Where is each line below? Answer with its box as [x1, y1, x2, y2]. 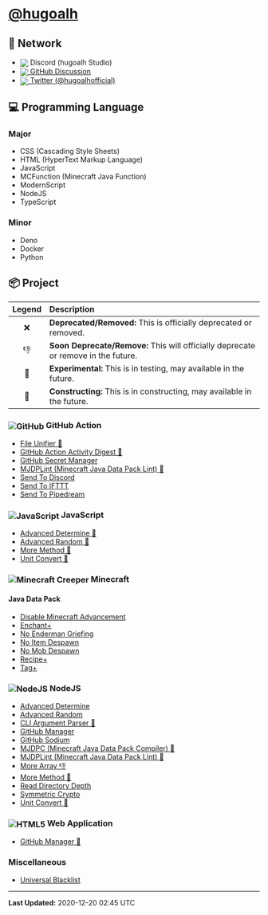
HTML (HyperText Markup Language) [19, 155, 144, 164]
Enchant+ [19, 620, 52, 630]
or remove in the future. [49, 350, 138, 361]
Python [19, 252, 44, 261]
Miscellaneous [8, 857, 66, 868]
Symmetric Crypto [19, 790, 81, 799]
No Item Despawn [19, 637, 80, 646]
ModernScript [19, 180, 66, 190]
